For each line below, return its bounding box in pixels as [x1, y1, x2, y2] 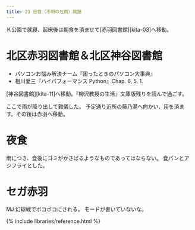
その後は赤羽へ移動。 [15, 110, 68, 117]
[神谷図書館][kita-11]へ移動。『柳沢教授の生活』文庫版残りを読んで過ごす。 [6, 90, 187, 97]
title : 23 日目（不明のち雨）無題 [6, 8, 82, 15]
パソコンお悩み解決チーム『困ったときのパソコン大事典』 [14, 70, 156, 77]
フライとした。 [11, 162, 48, 169]
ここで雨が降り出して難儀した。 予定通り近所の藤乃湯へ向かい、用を [6, 103, 174, 110]
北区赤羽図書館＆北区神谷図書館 [6, 49, 163, 63]
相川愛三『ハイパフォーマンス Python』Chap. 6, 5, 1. [14, 77, 144, 84]
